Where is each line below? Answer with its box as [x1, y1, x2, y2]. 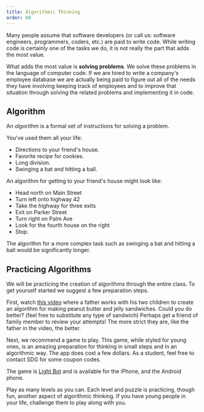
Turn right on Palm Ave [15, 215, 73, 223]
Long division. [15, 159, 51, 167]
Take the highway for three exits [15, 202, 96, 209]
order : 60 [6, 15, 32, 21]
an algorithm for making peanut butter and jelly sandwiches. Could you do [6, 305, 192, 313]
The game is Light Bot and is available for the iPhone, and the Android [6, 367, 181, 375]
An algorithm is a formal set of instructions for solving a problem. [6, 123, 169, 130]
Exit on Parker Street [15, 209, 67, 216]
